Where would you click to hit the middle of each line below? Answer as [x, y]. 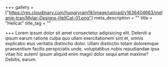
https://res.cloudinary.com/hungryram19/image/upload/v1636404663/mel [86, 12]
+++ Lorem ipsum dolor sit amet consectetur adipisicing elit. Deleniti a [78, 33]
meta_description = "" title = [123, 18]
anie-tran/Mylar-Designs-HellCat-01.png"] [49, 18]
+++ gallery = [19, 7]
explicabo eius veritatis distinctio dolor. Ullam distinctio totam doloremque [82, 43]
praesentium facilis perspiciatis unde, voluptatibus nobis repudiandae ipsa [82, 49]
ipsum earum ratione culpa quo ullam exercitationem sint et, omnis [74, 38]
